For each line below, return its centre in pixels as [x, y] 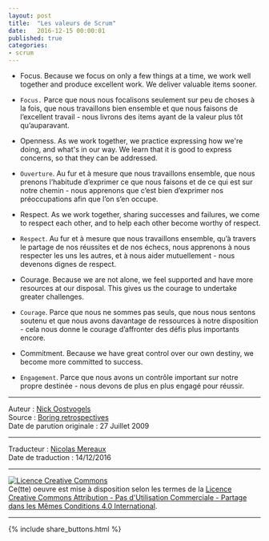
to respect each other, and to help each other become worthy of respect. [140, 223]
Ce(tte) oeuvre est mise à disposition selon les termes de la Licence [120, 489]
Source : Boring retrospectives [59, 417]
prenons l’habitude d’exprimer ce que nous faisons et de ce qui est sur [136, 182]
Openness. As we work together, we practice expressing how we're [131, 141]
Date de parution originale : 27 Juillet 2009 [79, 426]
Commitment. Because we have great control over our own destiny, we [137, 353]
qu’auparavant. [44, 125]
